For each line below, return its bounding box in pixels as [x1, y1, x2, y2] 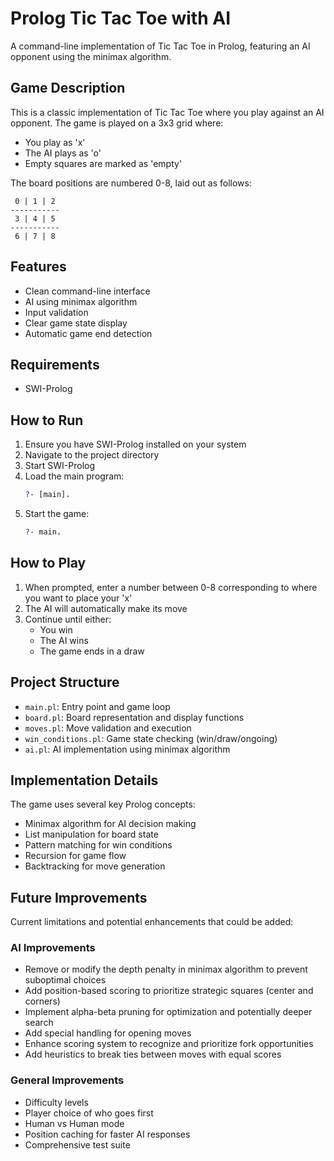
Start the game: [24, 508, 90, 520]
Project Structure [10, 674, 120, 691]
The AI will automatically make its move [24, 602, 188, 614]
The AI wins [39, 634, 89, 646]
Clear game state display [24, 317, 128, 329]
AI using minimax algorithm [24, 295, 138, 307]
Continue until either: [24, 613, 112, 625]
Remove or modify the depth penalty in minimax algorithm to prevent [24, 963, 308, 976]
